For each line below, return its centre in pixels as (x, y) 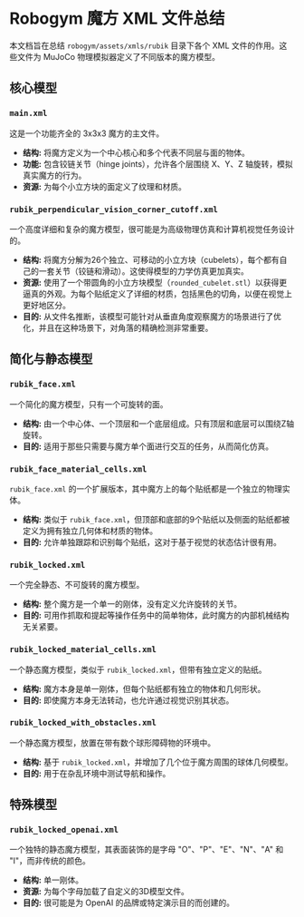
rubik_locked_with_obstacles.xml (83, 723)
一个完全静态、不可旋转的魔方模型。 (77, 585)
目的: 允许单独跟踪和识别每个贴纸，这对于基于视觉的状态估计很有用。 (152, 541)
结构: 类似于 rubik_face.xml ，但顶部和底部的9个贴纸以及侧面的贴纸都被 (156, 519)
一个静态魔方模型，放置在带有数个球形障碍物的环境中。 (112, 742)
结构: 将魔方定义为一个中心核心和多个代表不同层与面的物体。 (136, 152)
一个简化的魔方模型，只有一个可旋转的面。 (89, 404)
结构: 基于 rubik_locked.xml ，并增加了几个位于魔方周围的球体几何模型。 (157, 762)
